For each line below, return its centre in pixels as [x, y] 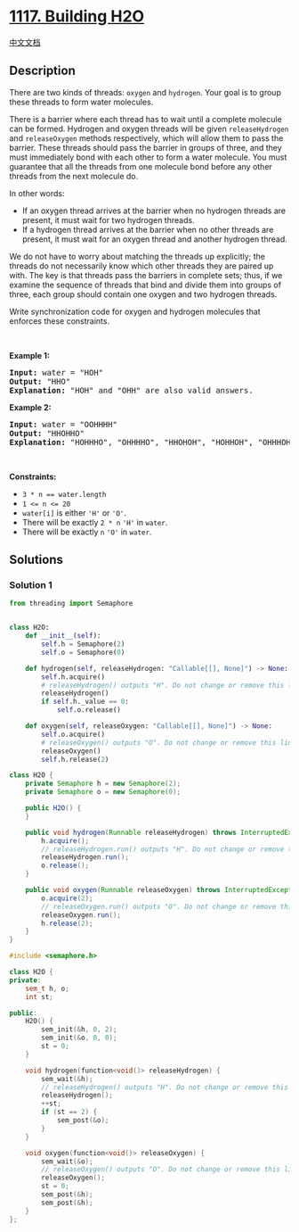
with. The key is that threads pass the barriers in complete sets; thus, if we [146, 275]
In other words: [37, 193]
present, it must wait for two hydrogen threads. [108, 219]
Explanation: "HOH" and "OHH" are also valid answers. [131, 390]
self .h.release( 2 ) [75, 759]
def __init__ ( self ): [63, 636]
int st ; [39, 996]
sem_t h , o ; [47, 988]
